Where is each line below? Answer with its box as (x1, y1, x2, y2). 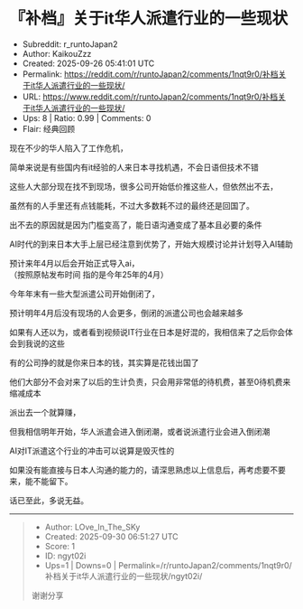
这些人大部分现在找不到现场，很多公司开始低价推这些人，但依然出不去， (9, 181, 278, 192)
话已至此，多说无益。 (9, 494, 88, 506)
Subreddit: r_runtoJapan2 (22, 38, 118, 50)
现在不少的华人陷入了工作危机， (9, 142, 128, 154)
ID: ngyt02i (44, 550, 87, 561)
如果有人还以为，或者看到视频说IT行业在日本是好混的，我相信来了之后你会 (9, 326, 286, 337)
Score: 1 (44, 540, 75, 551)
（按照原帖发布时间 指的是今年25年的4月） (9, 268, 169, 280)
